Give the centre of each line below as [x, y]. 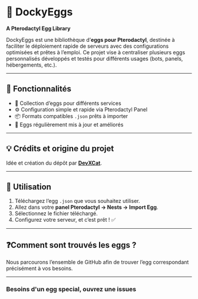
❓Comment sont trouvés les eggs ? [71, 245]
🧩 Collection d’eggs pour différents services [68, 103]
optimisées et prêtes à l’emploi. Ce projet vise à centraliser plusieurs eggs [96, 52]
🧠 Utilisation [29, 187]
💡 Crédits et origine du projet [60, 149]
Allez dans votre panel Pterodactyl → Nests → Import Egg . [86, 207]
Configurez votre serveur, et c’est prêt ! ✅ [65, 220]
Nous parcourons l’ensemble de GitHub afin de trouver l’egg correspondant [98, 262]
